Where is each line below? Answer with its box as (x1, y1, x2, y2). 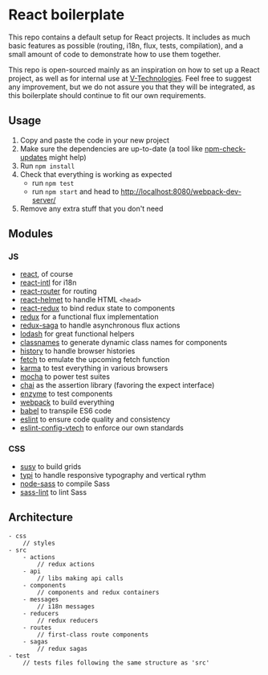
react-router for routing (19, 286, 98, 296)
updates (19, 152, 48, 162)
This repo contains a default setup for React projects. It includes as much (8, 32, 251, 42)
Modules (8, 227, 54, 241)
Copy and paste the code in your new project (19, 135, 170, 145)
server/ (31, 195, 56, 204)
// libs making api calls (37, 574, 124, 582)
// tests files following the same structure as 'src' (22, 658, 210, 667)
